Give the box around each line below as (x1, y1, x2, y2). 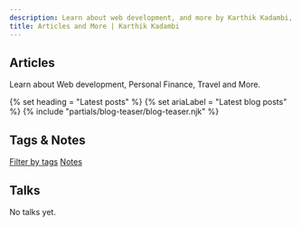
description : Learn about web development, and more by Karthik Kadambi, (9, 13, 294, 23)
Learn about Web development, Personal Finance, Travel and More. (9, 79, 260, 90)
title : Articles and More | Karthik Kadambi (9, 22, 180, 31)
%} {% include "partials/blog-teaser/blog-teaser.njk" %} (9, 106, 220, 118)
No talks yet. (9, 206, 57, 217)
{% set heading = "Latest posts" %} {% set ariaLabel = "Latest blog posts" (9, 97, 287, 108)
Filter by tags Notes (9, 156, 83, 167)
